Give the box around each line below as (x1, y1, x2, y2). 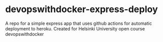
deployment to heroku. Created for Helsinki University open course (5, 25, 145, 31)
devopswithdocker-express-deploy (5, 4, 158, 15)
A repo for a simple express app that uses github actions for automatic (5, 20, 152, 26)
